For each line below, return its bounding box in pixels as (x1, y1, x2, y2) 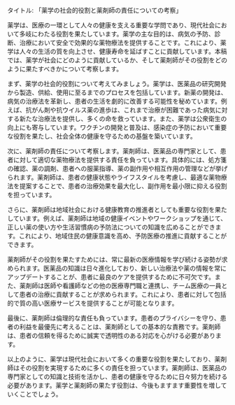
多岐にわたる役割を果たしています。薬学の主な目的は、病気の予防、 (19, 30, 215, 38)
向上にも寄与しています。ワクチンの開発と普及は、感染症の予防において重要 (7, 123, 227, 132)
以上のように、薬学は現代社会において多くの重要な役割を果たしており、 (7, 355, 215, 363)
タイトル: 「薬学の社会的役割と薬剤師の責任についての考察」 (7, 6, 183, 14)
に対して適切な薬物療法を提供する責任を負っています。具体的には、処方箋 (13, 156, 227, 164)
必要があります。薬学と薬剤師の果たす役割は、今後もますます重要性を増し (7, 381, 222, 390)
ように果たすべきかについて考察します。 (7, 65, 123, 73)
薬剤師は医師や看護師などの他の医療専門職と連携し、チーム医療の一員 (19, 282, 222, 290)
